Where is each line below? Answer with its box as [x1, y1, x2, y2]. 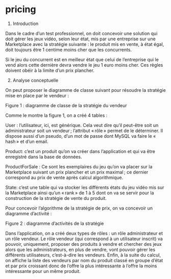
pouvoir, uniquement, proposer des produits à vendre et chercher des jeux [5, 241, 162, 247]
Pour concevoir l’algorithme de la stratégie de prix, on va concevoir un [5, 205, 153, 211]
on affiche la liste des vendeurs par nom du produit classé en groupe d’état [5, 257, 163, 263]
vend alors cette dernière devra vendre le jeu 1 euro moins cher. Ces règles [5, 62, 163, 68]
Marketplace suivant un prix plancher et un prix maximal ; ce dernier [5, 169, 149, 175]
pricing [5, 4, 36, 15]
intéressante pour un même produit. [5, 268, 81, 274]
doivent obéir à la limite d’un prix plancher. [5, 67, 94, 73]
